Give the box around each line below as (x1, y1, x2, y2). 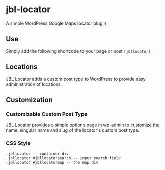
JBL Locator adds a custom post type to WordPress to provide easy (6, 76, 146, 82)
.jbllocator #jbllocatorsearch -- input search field (6, 155, 121, 161)
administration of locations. (6, 81, 62, 87)
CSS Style (6, 140, 31, 147)
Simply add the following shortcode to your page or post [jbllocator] (6, 48, 151, 54)
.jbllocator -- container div (6, 151, 69, 156)
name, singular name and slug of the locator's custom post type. (6, 127, 140, 133)
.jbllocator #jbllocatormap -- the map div (6, 160, 99, 165)
